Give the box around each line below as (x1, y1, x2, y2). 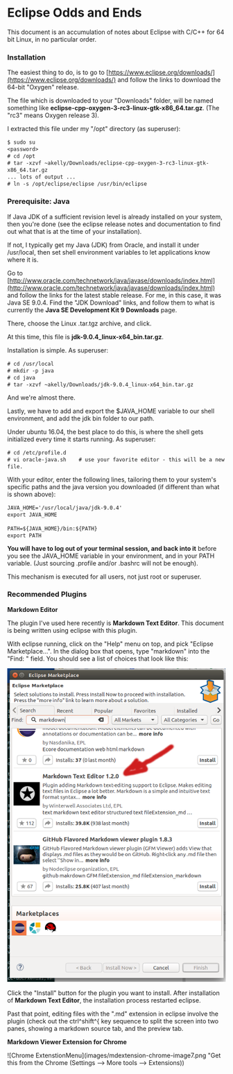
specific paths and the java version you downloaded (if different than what (7, 482, 220, 491)
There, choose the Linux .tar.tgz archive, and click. (7, 319, 152, 327)
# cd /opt (7, 153, 36, 160)
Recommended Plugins (7, 590, 87, 599)
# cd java (7, 374, 36, 381)
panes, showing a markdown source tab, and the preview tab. (7, 1024, 184, 1032)
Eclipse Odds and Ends (7, 5, 142, 21)
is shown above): (7, 490, 56, 498)
